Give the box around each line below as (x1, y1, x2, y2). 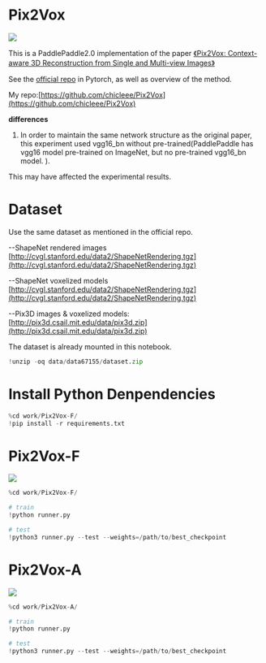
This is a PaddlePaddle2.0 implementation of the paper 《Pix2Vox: (8, 48, 226, 58)
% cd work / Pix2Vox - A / (8, 603, 79, 611)
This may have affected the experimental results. (8, 171, 172, 181)
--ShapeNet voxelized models (8, 275, 109, 285)
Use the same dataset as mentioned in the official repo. (8, 227, 193, 236)
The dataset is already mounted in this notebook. (8, 341, 172, 351)
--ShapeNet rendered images (8, 242, 107, 253)
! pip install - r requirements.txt (8, 419, 126, 427)
